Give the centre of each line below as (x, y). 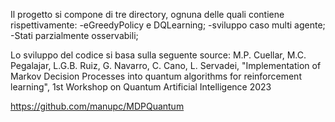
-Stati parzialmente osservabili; (74, 35)
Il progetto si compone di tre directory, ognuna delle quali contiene (147, 14)
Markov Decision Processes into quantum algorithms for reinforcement (156, 76)
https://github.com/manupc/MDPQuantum (97, 106)
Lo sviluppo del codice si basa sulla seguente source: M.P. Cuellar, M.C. (158, 55)
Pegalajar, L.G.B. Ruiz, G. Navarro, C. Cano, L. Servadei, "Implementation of (166, 65)
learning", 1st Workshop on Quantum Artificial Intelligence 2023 (141, 87)
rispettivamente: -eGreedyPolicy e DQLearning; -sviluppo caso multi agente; (168, 25)
